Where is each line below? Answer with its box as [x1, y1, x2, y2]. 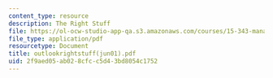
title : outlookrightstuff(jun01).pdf [8, 50, 136, 58]
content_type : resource [8, 11, 89, 20]
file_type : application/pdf [8, 34, 104, 43]
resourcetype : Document [8, 42, 89, 50]
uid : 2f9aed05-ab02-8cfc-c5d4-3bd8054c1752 [8, 58, 158, 66]
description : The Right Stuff [8, 19, 111, 28]
